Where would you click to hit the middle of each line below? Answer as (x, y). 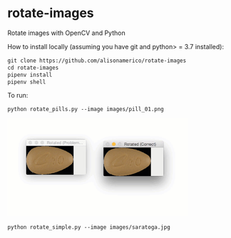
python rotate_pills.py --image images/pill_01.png (86, 109)
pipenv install (30, 75)
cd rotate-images (33, 68)
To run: (18, 95)
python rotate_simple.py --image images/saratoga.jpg (89, 227)
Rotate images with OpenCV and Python (67, 33)
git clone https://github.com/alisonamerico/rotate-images (97, 61)
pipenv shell (27, 82)
